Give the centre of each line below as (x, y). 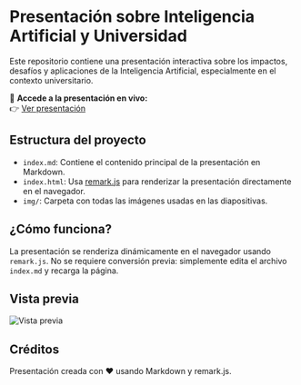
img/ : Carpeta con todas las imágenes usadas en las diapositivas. (145, 201)
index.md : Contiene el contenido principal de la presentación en (141, 162)
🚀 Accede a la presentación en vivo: (79, 98)
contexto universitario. (51, 80)
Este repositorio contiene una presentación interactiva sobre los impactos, (149, 61)
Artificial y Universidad (99, 36)
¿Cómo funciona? (60, 229)
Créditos (35, 349)
